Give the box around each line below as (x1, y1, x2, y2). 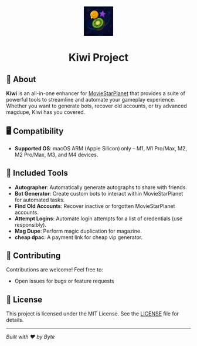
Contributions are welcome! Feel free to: (6, 266, 104, 273)
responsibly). (14, 221, 47, 228)
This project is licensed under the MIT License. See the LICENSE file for (6, 310, 179, 317)
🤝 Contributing (6, 251, 61, 261)
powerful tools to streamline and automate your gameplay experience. (6, 96, 176, 103)
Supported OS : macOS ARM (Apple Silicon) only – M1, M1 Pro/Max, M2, (14, 145, 188, 152)
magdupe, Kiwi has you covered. (6, 109, 86, 115)
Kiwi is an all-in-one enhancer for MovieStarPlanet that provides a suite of (6, 90, 186, 97)
